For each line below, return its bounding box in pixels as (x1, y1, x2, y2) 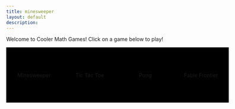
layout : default (6, 14, 46, 20)
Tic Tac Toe (75, 71, 104, 78)
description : (6, 19, 39, 25)
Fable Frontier (183, 71, 218, 78)
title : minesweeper (6, 8, 55, 15)
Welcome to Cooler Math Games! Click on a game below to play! (6, 36, 164, 43)
